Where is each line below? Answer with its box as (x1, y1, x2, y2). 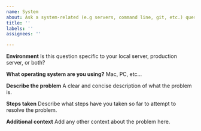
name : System (6, 8, 39, 15)
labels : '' (6, 25, 33, 32)
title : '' (6, 20, 31, 26)
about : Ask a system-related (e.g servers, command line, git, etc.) (6, 14, 184, 20)
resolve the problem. (6, 106, 57, 114)
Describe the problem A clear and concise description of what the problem (6, 82, 193, 90)
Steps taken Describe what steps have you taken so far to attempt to (6, 100, 176, 108)
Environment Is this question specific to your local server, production (6, 53, 178, 60)
